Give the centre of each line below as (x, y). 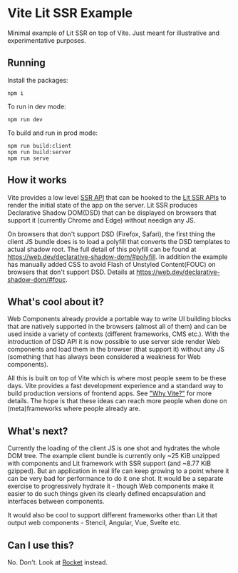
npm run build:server (40, 152)
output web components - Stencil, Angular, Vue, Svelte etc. (94, 523)
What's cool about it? (56, 301)
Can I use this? (41, 545)
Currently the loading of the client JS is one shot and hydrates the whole (114, 448)
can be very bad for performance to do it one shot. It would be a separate (115, 479)
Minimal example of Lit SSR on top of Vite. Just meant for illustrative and (113, 33)
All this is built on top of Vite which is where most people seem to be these (117, 378)
